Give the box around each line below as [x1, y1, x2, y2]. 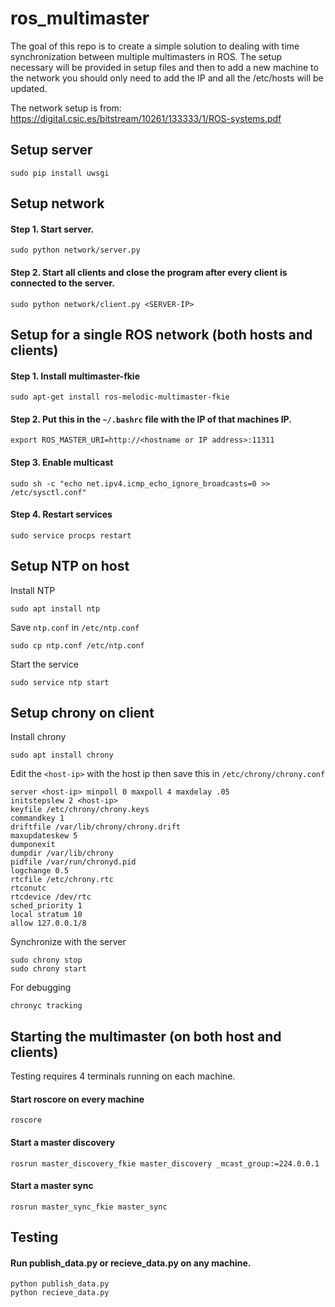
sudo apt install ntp [10, 603, 101, 614]
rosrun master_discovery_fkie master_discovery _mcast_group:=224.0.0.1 [10, 1158, 320, 1169]
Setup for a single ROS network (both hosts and [10, 326, 313, 343]
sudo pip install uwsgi [10, 168, 110, 178]
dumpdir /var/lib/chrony [10, 848, 114, 859]
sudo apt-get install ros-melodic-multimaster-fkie [10, 392, 230, 402]
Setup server [10, 142, 93, 159]
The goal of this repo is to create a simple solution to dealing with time [10, 40, 300, 52]
